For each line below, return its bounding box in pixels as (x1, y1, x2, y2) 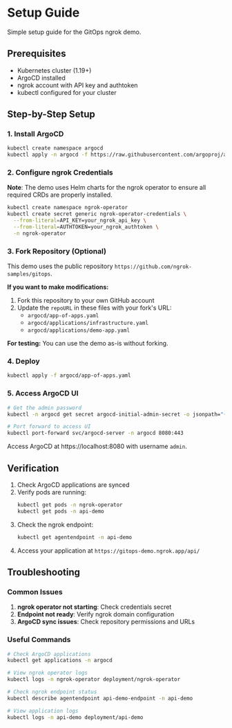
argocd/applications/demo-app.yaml (27, 327, 130, 334)
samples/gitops (7, 271, 51, 278)
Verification (7, 462, 59, 474)
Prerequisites (7, 48, 66, 60)
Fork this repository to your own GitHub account (17, 296, 155, 305)
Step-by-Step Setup (7, 109, 95, 121)
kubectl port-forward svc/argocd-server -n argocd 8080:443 (7, 429, 184, 437)
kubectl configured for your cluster (17, 88, 117, 96)
